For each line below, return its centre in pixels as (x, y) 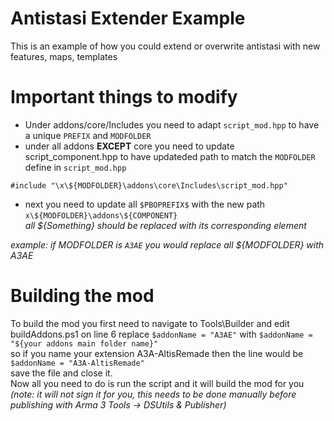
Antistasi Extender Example (128, 18)
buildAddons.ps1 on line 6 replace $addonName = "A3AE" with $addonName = (161, 334)
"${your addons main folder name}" (84, 343)
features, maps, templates (64, 56)
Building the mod (82, 296)
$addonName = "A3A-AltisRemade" (77, 363)
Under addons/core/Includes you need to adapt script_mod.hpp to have (172, 124)
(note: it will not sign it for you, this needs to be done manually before (153, 394)
